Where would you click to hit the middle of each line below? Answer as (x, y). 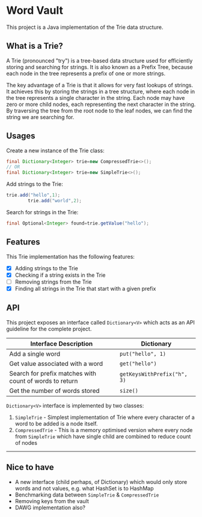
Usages (21, 136)
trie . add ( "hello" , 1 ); (33, 195)
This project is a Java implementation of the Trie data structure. (85, 27)
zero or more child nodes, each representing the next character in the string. (101, 104)
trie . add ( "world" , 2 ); (55, 201)
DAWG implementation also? (50, 507)
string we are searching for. (40, 117)
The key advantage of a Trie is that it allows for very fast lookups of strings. (100, 85)
